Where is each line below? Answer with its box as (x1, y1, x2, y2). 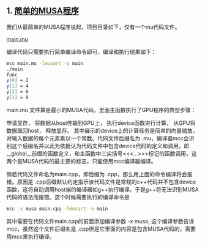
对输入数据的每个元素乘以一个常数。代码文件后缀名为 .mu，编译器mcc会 (6, 134, 189, 142)
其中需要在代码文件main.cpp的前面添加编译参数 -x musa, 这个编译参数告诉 (6, 217, 195, 225)
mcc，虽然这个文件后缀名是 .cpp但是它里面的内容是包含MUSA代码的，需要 (6, 225, 196, 233)
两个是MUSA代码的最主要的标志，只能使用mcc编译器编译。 (6, 157, 157, 165)
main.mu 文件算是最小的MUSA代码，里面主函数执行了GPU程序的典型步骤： (6, 106, 196, 113)
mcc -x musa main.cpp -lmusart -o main (6, 206, 108, 212)
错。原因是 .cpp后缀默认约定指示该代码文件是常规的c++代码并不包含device (6, 178, 196, 185)
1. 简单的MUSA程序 (6, 6, 80, 17)
